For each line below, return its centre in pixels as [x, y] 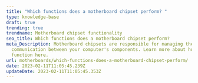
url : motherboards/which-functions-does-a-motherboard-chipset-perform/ [97, 60]
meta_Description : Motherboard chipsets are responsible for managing [95, 44]
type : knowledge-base [33, 17]
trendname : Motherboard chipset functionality [64, 33]
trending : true [25, 28]
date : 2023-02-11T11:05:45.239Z [46, 66]
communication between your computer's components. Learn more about [98, 50]
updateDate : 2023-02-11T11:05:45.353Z [54, 71]
